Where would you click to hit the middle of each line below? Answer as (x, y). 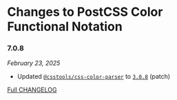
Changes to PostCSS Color (85, 12)
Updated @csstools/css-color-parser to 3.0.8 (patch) (94, 77)
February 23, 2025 (34, 63)
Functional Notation (65, 27)
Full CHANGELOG (32, 90)
